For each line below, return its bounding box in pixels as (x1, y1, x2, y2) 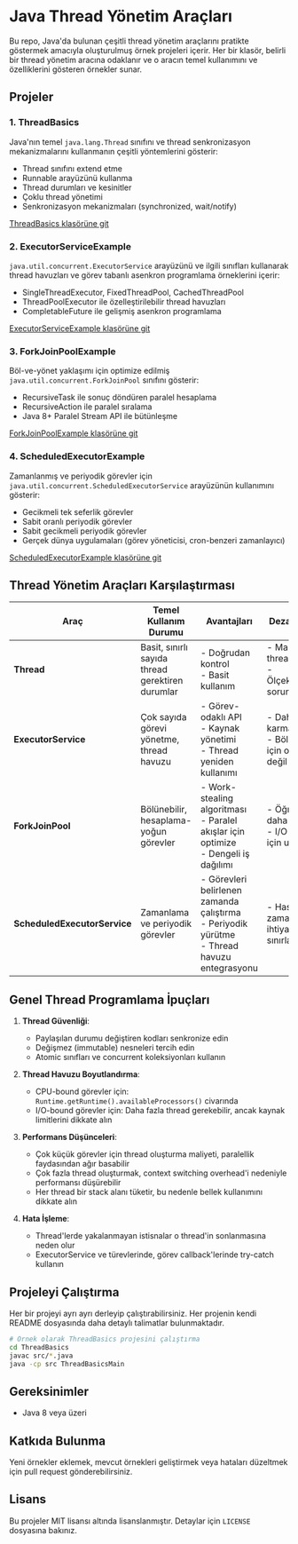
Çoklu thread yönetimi (21, 191, 104, 202)
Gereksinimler (9, 1383, 90, 1399)
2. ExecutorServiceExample (9, 240, 131, 252)
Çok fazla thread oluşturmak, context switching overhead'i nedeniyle (35, 1168, 287, 1178)
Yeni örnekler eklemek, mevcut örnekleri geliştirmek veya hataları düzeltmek (9, 1457, 288, 1468)
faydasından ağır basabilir (35, 1159, 130, 1169)
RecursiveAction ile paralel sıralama (21, 401, 153, 412)
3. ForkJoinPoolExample (9, 344, 117, 357)
